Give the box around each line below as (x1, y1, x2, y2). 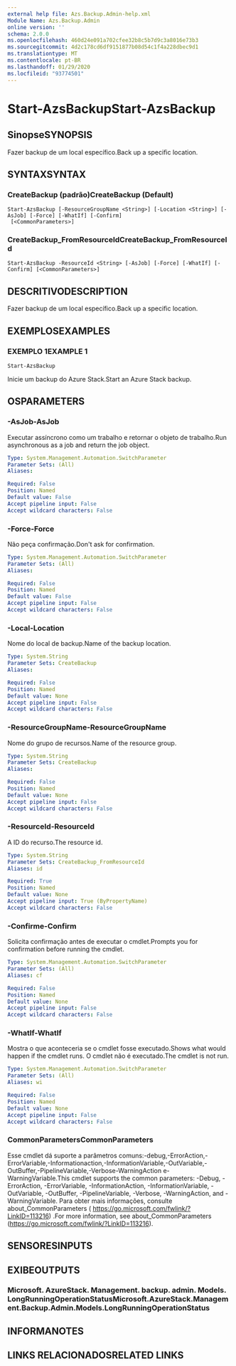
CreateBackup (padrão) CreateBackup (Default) (7, 189, 174, 199)
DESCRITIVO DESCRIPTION (7, 285, 128, 298)
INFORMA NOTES (7, 1325, 84, 1337)
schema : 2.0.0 (7, 30, 50, 38)
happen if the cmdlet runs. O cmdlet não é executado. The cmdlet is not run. (7, 1051, 230, 1061)
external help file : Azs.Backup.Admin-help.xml (7, 10, 151, 18)
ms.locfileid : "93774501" (7, 70, 84, 77)
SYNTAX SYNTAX (7, 168, 87, 180)
